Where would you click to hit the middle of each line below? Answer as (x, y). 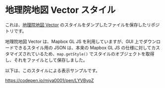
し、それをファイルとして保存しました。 (46, 60)
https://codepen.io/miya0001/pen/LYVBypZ (50, 80)
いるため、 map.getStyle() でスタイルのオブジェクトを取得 (95, 54)
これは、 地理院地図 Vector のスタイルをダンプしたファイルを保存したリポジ (82, 25)
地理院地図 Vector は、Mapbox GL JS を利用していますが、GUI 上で (74, 41)
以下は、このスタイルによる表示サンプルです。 (53, 70)
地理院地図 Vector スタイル (60, 10)
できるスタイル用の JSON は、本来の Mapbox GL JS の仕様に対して (82, 47)
